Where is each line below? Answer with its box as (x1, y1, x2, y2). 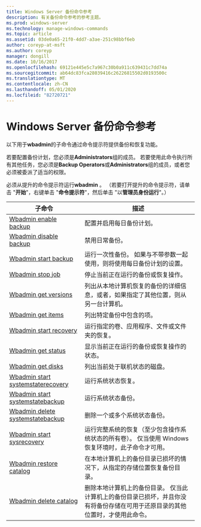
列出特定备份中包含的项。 (84, 310, 157, 319)
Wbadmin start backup (9, 254, 74, 263)
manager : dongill (6, 53, 50, 59)
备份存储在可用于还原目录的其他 (96, 501, 187, 510)
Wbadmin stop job (9, 270, 61, 278)
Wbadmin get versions (9, 290, 73, 298)
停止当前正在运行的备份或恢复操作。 (84, 270, 187, 279)
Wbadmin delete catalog (9, 496, 78, 505)
